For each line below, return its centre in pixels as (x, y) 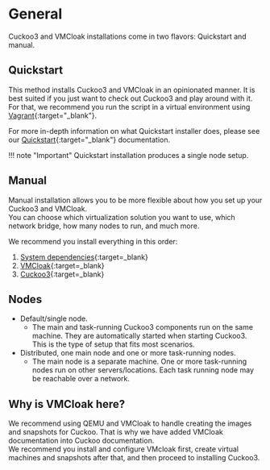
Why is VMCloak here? (67, 404)
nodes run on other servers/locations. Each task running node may (143, 370)
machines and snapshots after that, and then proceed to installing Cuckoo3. (134, 458)
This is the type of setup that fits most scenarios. (113, 344)
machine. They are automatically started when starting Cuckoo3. (139, 336)
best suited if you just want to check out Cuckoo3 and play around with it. (131, 98)
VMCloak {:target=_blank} (62, 265)
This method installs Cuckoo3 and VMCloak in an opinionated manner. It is (132, 89)
